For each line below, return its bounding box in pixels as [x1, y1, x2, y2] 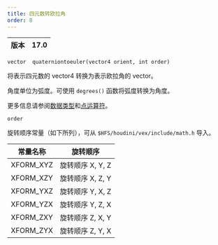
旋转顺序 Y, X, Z [59, 186, 112, 196]
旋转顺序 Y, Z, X [59, 199, 112, 209]
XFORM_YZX [10, 199, 54, 209]
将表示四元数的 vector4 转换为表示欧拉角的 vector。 [7, 71, 157, 80]
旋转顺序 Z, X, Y [59, 213, 112, 223]
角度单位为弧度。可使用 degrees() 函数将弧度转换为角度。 [7, 86, 174, 94]
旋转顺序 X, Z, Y [59, 173, 112, 183]
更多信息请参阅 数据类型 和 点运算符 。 [7, 101, 112, 109]
